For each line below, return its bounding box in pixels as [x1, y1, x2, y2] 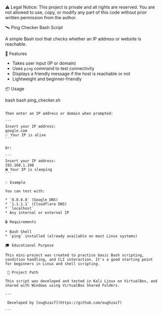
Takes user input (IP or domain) [12, 60, 76, 66]
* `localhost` [5, 206, 34, 211]
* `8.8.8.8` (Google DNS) [5, 197, 58, 202]
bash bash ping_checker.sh [5, 97, 61, 103]
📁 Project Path [7, 270, 38, 275]
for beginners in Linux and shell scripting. [5, 261, 100, 266]
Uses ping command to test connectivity [12, 66, 95, 71]
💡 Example [5, 180, 26, 185]
